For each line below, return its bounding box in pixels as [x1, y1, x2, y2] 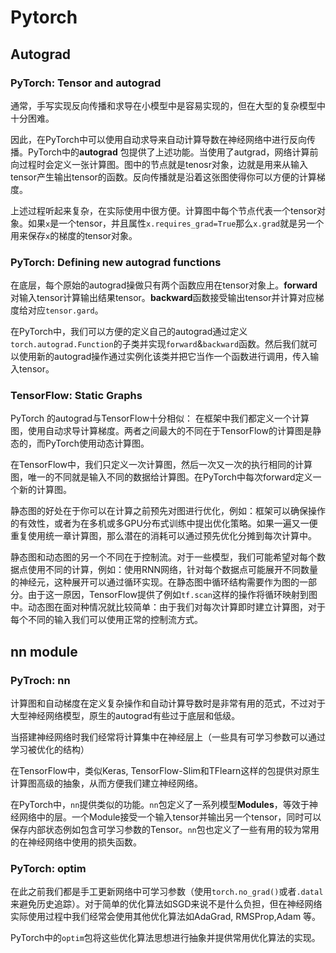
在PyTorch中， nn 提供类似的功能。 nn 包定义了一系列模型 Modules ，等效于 [10, 799, 310, 811]
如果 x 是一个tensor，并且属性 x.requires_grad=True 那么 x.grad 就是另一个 [27, 217, 325, 229]
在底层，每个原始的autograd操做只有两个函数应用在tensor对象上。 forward [10, 279, 318, 291]
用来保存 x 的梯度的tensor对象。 [10, 229, 138, 241]
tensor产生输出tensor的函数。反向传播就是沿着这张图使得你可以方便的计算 [10, 171, 317, 183]
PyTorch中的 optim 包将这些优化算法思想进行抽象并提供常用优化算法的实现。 [10, 932, 321, 944]
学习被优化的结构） [10, 744, 90, 756]
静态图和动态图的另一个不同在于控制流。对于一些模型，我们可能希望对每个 [10, 551, 317, 563]
